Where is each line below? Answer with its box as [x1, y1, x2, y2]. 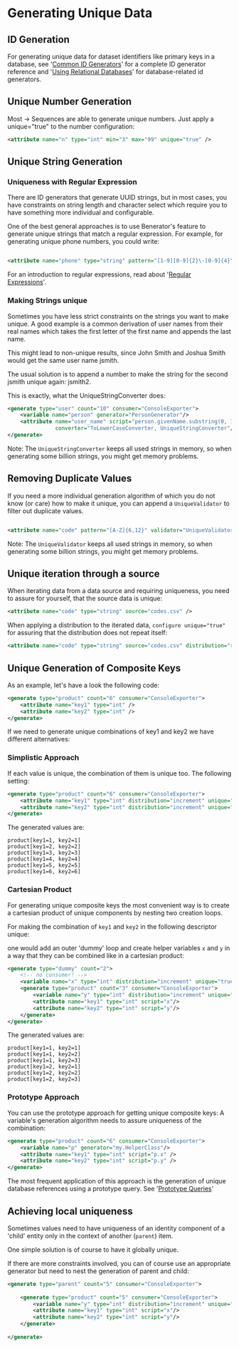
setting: [7, 776, 30, 785]
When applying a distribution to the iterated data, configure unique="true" [7, 621, 226, 629]
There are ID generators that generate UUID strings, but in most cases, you [7, 193, 228, 202]
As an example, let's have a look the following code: [7, 681, 160, 689]
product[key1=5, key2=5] [7, 862, 81, 869]
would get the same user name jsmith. [7, 356, 119, 364]
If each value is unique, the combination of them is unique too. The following [7, 768, 232, 778]
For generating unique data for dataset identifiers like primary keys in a [7, 52, 216, 61]
